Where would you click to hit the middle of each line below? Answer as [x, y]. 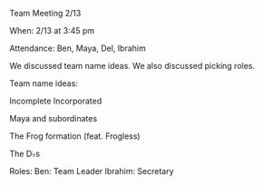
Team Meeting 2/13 [45, 13]
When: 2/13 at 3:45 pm [52, 30]
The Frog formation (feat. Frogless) [75, 136]
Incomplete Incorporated [56, 101]
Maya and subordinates [54, 118]
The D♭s [25, 154]
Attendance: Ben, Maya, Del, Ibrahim [78, 48]
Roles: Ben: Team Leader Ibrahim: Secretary [92, 171]
